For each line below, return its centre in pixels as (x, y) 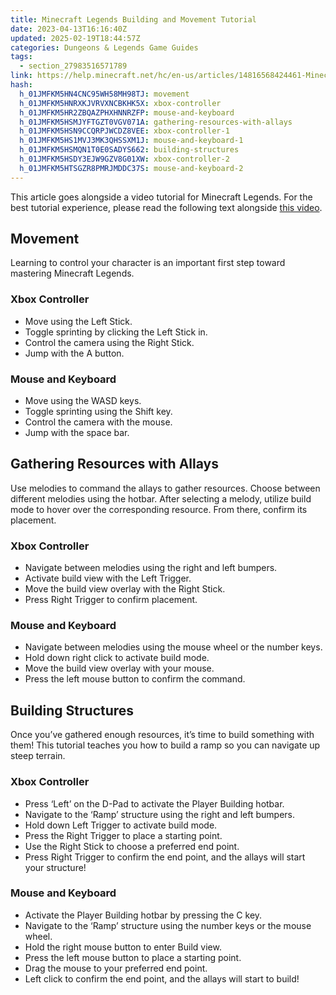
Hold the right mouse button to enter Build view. (123, 947)
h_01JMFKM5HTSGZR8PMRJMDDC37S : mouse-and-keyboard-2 (131, 168)
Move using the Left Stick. (78, 321)
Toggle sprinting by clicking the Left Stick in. (116, 332)
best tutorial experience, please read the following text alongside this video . (166, 207)
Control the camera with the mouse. (98, 422)
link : (21, 76)
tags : (21, 57)
